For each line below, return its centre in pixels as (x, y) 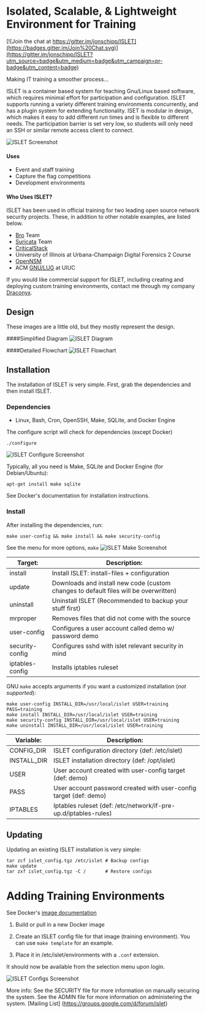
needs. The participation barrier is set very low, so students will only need (100, 123)
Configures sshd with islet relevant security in (118, 646)
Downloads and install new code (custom (111, 583)
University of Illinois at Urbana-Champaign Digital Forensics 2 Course (103, 255)
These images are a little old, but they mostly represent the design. (91, 327)
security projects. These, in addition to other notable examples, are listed (99, 217)
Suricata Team (33, 242)
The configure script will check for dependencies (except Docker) (90, 432)
